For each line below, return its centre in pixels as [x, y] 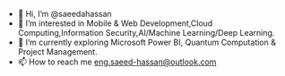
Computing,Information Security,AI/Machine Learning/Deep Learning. [146, 33]
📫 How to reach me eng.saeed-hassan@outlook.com [117, 62]
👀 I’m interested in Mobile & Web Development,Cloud [115, 23]
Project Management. [57, 52]
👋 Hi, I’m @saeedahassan [65, 14]
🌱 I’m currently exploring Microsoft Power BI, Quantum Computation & [147, 42]
